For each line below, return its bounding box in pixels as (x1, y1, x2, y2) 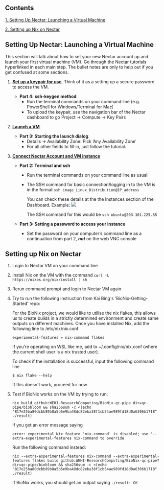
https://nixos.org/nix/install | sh (12, 278, 87, 282)
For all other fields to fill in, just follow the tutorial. (26, 143, 126, 149)
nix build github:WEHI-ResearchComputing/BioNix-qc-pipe (12, 401, 131, 406)
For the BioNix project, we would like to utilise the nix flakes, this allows (12, 310, 156, 316)
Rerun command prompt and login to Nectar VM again (12, 286, 121, 292)
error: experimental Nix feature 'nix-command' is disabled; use (12, 432, 148, 437)
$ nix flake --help (12, 373, 52, 378)
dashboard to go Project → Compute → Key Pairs (26, 114, 126, 120)
